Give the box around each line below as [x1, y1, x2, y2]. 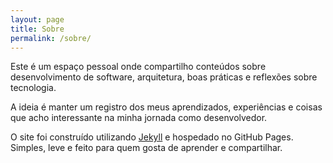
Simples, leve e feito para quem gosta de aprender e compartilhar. [10, 142, 283, 154]
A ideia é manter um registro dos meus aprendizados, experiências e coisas [10, 101, 323, 113]
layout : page [10, 14, 65, 25]
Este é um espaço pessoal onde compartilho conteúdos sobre [10, 61, 267, 73]
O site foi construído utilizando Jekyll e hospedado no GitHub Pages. [10, 131, 294, 143]
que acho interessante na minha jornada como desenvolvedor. [10, 112, 268, 124]
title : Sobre [10, 24, 65, 34]
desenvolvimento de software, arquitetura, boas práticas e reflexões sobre [10, 71, 318, 83]
